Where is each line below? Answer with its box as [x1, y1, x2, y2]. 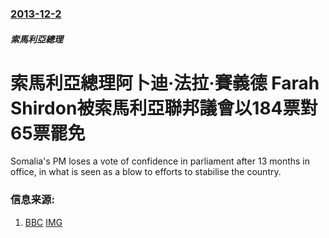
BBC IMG [24, 216, 63, 228]
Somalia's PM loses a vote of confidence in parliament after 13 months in [10, 155, 310, 167]
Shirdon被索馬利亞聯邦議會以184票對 [10, 97, 318, 119]
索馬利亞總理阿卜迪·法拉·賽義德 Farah [10, 72, 320, 94]
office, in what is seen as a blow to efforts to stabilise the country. [10, 166, 282, 178]
